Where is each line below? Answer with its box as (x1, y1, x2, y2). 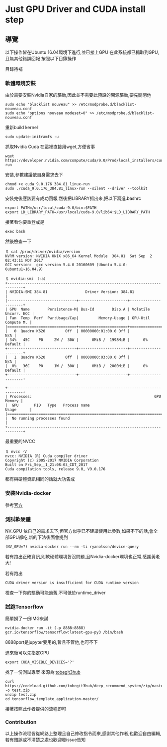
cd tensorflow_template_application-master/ (5, 697, 99, 702)
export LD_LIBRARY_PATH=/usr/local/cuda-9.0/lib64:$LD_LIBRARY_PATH (5, 210, 150, 215)
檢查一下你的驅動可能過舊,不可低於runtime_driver (5, 590, 106, 596)
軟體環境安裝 (5, 80, 36, 87)
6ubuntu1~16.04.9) (5, 267, 43, 272)
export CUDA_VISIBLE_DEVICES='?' (5, 660, 75, 665)
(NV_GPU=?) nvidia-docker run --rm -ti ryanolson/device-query (5, 544, 139, 549)
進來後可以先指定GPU (5, 650, 50, 656)
